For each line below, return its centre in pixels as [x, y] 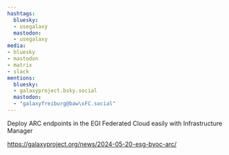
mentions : [21, 78]
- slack [18, 71]
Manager [20, 130]
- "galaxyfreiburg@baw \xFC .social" [65, 104]
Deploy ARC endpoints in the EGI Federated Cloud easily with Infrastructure [115, 123]
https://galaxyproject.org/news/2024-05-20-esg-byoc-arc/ [92, 144]
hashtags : [21, 13]
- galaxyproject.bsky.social [55, 91]
